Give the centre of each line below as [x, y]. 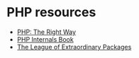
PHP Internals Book [45, 39]
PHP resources [51, 12]
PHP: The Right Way [46, 32]
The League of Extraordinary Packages [74, 47]
